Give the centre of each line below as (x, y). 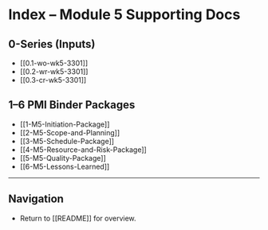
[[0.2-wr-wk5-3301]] (54, 72)
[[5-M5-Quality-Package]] (63, 158)
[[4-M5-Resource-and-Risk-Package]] (83, 150)
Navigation (36, 199)
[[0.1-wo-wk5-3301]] (54, 63)
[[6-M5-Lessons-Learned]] (65, 166)
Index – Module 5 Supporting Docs (124, 15)
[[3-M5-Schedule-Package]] (67, 141)
